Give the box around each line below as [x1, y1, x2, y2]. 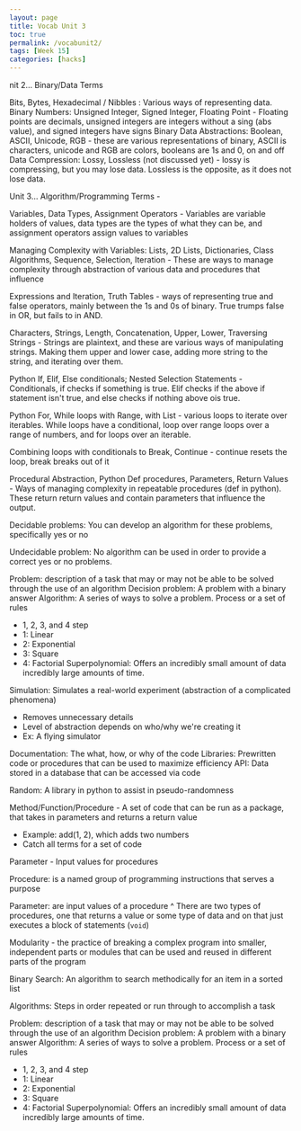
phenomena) [9, 694, 57, 705]
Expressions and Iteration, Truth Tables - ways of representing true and [9, 291, 274, 301]
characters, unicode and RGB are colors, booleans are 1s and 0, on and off [9, 145, 285, 156]
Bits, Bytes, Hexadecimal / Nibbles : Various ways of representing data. [9, 97, 272, 108]
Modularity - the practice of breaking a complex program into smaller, [9, 937, 267, 948]
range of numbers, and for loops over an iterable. [9, 429, 191, 440]
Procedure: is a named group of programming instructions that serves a [9, 874, 275, 884]
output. [9, 503, 36, 512]
